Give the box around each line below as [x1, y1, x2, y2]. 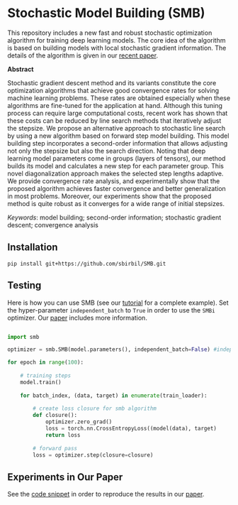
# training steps [20, 372, 72, 379]
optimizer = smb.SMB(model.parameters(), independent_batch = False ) [7, 346, 211, 353]
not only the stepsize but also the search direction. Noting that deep [7, 146, 206, 155]
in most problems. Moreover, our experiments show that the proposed [7, 192, 212, 200]
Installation [7, 241, 58, 254]
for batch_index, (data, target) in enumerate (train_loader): [20, 392, 208, 399]
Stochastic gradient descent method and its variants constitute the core [7, 78, 217, 87]
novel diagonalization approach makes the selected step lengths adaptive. [7, 169, 224, 178]
